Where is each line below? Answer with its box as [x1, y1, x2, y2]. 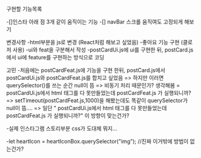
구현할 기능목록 [6, 5, 42, 12]
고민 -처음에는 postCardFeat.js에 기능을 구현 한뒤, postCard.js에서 [6, 67, 165, 74]
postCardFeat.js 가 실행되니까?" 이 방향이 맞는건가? [6, 112, 130, 119]
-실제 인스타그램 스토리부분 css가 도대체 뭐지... [6, 125, 117, 132]
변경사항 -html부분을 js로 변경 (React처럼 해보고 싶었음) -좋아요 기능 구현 [6, 39, 180, 45]
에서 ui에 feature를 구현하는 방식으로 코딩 [6, 54, 105, 61]
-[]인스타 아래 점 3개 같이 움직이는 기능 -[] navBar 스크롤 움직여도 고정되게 [6, 18, 183, 25]
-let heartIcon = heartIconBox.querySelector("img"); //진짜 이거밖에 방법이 [6, 138, 189, 145]
